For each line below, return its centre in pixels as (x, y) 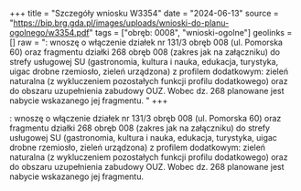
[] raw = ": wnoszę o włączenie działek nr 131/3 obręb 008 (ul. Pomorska (146, 42)
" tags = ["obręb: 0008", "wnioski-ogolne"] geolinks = (191, 32)
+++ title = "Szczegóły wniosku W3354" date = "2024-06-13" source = (144, 13)
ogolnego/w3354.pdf (49, 32)
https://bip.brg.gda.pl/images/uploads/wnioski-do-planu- (121, 23)
